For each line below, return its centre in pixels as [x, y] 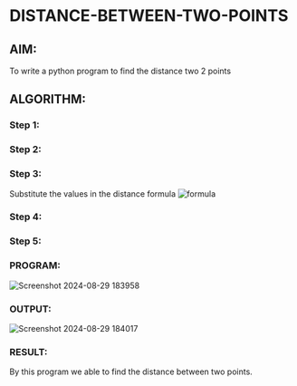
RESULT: [29, 352]
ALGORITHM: [48, 99]
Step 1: [24, 125]
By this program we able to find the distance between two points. [131, 372]
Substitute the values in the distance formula [93, 193]
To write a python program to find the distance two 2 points [120, 71]
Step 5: [26, 241]
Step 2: [26, 150]
